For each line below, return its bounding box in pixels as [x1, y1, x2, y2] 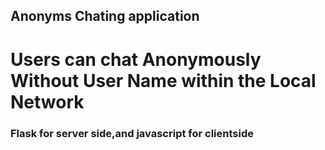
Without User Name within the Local [10, 69, 317, 92]
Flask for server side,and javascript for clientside [10, 126, 254, 140]
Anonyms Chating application [10, 8, 200, 25]
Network [10, 90, 85, 113]
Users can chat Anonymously [10, 48, 262, 71]
